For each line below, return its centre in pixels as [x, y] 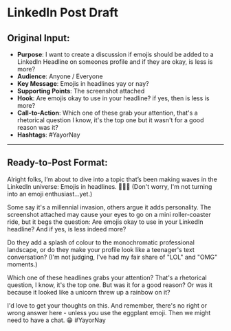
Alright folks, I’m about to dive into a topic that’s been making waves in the [112, 179]
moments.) [22, 264]
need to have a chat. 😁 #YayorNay [57, 320]
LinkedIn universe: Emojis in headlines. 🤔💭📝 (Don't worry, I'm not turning [110, 186]
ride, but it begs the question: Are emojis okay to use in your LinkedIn [105, 222]
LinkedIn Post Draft [63, 13]
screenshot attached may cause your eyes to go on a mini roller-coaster [109, 214]
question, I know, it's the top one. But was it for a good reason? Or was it [110, 285]
